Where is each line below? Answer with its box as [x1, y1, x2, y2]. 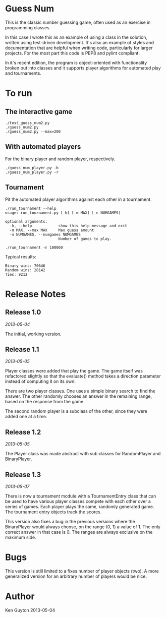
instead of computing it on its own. [5, 378, 76, 384]
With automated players [5, 142, 81, 151]
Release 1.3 [5, 470, 41, 479]
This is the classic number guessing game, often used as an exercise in [5, 19, 151, 25]
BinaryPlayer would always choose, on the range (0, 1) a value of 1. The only [5, 524, 161, 530]
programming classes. [5, 24, 51, 30]
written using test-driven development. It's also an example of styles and [5, 39, 154, 45]
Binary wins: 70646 [5, 263, 46, 268]
